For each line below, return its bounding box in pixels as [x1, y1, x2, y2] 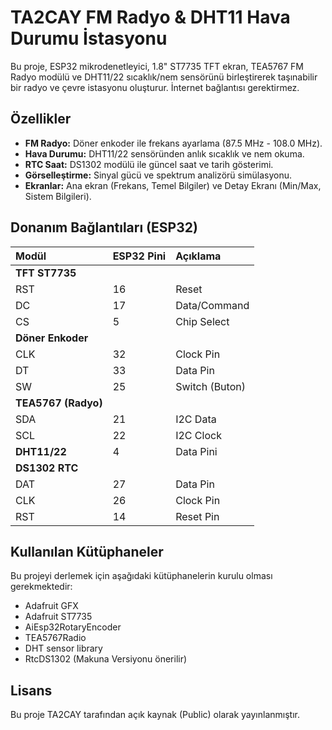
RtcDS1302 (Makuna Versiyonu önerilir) [24, 653, 188, 665]
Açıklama [175, 249, 222, 263]
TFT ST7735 [15, 266, 77, 280]
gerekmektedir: [10, 581, 73, 593]
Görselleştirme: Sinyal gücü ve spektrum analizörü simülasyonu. [24, 169, 293, 181]
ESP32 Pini [112, 249, 167, 263]
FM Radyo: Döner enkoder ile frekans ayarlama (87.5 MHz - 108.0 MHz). [24, 137, 323, 149]
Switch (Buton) [175, 379, 246, 393]
